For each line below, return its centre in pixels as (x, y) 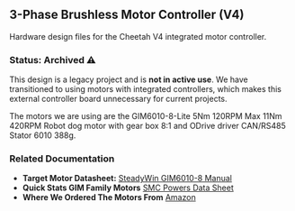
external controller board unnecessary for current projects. (118, 99)
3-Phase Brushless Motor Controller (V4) (127, 15)
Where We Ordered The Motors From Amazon (109, 197)
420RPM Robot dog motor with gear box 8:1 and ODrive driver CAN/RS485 (147, 126)
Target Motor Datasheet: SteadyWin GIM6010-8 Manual (127, 179)
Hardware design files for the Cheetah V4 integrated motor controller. (138, 36)
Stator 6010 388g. (43, 135)
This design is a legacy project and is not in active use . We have (129, 79)
